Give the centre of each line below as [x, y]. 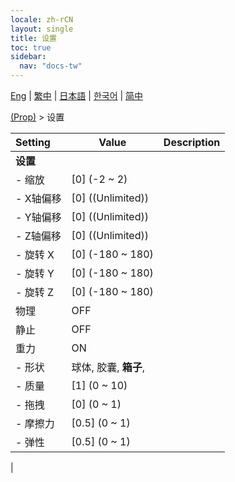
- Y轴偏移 [38, 217]
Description [192, 142]
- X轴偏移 [38, 198]
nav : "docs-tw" [51, 66]
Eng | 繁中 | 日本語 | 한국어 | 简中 [77, 95]
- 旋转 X [35, 254]
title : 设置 [33, 38]
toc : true [31, 47]
